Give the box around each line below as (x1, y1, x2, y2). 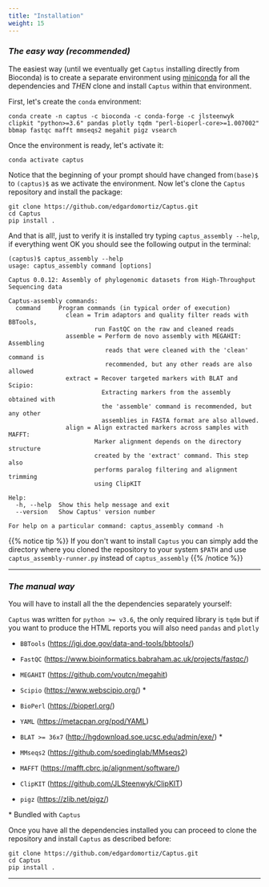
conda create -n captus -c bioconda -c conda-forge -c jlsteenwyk (8, 112, 235, 121)
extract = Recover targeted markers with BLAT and (65, 374, 239, 382)
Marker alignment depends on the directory (94, 437, 242, 446)
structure (8, 444, 42, 452)
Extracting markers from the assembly (101, 388, 231, 396)
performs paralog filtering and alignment (94, 465, 239, 474)
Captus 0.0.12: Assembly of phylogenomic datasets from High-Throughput (8, 276, 256, 284)
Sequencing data (8, 283, 62, 291)
